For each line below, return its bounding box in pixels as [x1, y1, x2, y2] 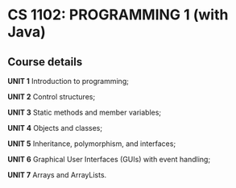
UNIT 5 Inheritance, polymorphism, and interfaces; [7, 139, 176, 148]
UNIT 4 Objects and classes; [7, 123, 102, 132]
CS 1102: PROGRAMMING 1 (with [7, 6, 229, 24]
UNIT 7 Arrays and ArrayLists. [7, 170, 107, 179]
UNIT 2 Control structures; [7, 92, 96, 102]
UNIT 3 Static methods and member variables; [7, 107, 162, 117]
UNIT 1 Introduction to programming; [7, 77, 130, 86]
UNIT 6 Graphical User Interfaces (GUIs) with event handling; [7, 155, 211, 164]
